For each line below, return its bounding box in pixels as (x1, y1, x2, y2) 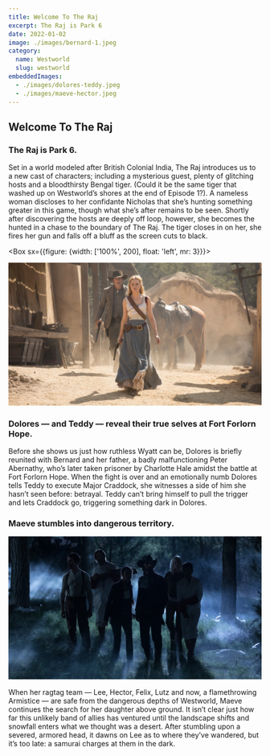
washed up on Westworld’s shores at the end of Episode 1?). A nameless (8, 188, 249, 198)
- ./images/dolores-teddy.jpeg (15, 81, 121, 89)
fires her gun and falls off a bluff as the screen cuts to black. (8, 231, 208, 241)
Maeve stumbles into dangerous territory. (8, 518, 175, 529)
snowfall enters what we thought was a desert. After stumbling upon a (8, 721, 241, 731)
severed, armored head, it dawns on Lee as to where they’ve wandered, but (8, 729, 260, 740)
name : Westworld (15, 56, 70, 64)
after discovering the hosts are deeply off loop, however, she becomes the (8, 214, 255, 224)
